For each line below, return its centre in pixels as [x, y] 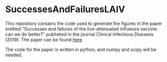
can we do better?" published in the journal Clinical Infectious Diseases [79, 34]
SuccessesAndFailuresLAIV [65, 9]
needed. [14, 55]
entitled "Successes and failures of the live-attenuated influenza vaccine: [82, 28]
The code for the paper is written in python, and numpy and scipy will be [81, 49]
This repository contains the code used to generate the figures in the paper [84, 23]
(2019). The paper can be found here [44, 40]
